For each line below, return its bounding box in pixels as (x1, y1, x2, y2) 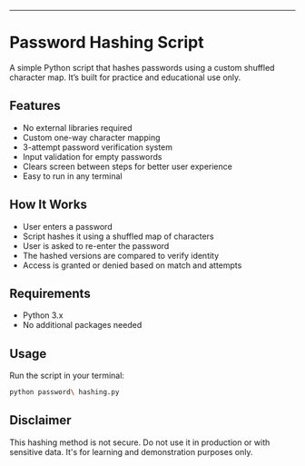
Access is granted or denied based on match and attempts (22, 260, 242, 271)
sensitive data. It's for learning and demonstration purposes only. (9, 446, 253, 457)
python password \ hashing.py (9, 388, 120, 397)
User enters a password (22, 221, 113, 232)
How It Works (9, 197, 88, 213)
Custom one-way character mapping (22, 132, 161, 143)
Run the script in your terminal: (9, 370, 125, 382)
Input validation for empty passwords (22, 151, 162, 162)
